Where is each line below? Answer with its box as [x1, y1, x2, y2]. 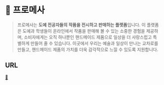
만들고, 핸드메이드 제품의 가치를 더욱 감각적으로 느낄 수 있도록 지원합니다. [17, 46, 159, 52]
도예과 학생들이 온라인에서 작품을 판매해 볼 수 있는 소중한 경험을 [22, 28, 145, 34]
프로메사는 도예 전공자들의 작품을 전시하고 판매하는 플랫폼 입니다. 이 [17, 22, 146, 28]
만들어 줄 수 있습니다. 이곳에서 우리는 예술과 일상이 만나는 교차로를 [30, 40, 159, 46]
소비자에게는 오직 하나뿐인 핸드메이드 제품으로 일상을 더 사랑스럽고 [24, 34, 152, 40]
